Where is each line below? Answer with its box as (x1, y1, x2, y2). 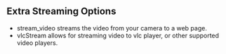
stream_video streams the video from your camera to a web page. (16, 24, 208, 32)
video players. (16, 38, 58, 47)
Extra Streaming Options (6, 6, 117, 17)
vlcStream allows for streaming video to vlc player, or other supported (16, 31, 219, 39)
